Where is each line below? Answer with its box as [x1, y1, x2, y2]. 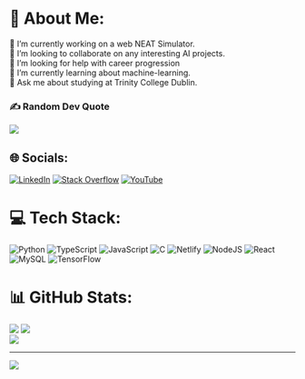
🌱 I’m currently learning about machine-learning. [9, 67, 191, 78]
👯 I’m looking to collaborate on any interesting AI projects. [9, 47, 225, 58]
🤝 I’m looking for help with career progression [9, 57, 181, 68]
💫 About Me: [9, 8, 105, 29]
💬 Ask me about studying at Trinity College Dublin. [9, 76, 198, 87]
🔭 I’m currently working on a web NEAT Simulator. [9, 38, 195, 49]
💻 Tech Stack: [9, 208, 122, 228]
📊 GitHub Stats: [9, 287, 133, 308]
